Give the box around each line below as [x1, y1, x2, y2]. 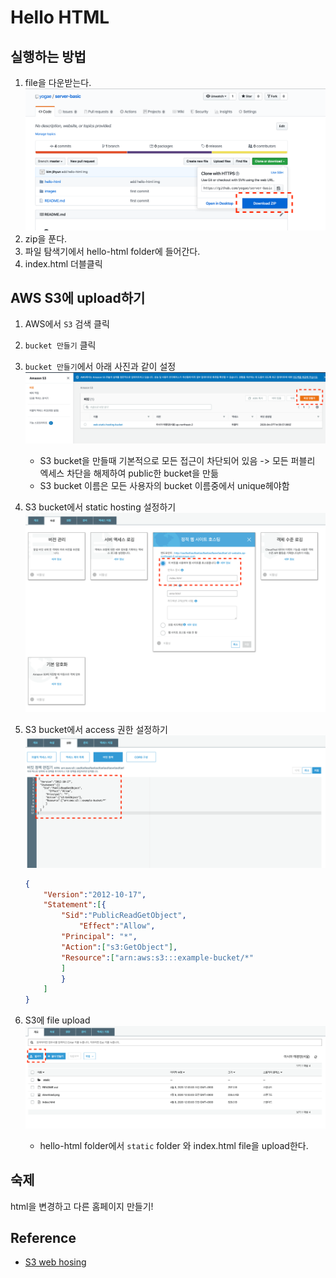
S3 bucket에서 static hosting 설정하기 [24, 501, 177, 513]
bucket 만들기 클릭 [24, 339, 97, 351]
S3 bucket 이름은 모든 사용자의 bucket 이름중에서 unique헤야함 [39, 479, 290, 491]
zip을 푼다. [24, 232, 68, 245]
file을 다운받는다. [24, 77, 92, 88]
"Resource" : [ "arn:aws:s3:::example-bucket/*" [61, 952, 254, 963]
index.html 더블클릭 [24, 257, 103, 270]
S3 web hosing [24, 1256, 87, 1268]
